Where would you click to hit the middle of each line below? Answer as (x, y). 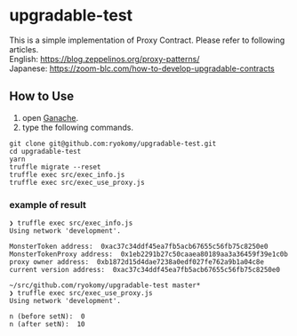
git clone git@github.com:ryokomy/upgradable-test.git (113, 143)
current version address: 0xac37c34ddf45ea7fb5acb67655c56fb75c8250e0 (144, 270)
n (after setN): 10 (48, 324)
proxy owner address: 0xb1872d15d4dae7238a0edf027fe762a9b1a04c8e (137, 262)
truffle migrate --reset (55, 167)
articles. (24, 49)
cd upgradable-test (45, 151)
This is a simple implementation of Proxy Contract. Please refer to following (147, 40)
